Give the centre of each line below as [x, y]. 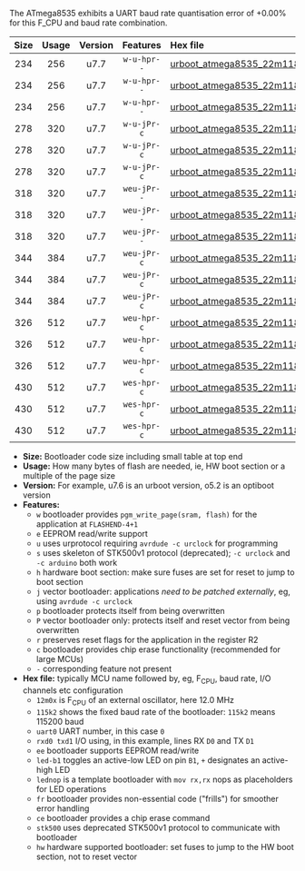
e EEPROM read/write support [92, 534]
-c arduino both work [77, 563]
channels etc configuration [73, 690]
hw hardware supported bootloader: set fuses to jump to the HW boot [165, 846]
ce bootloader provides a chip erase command [123, 817]
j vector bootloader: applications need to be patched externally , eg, [163, 591]
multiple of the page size [69, 475]
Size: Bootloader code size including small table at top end [133, 456]
